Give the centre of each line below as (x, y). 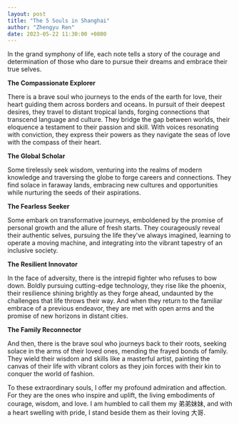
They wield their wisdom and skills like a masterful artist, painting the (109, 359)
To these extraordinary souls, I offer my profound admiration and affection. (117, 388)
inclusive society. (33, 251)
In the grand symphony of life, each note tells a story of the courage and (114, 54)
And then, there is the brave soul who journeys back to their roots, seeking (117, 343)
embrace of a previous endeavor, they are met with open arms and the (111, 309)
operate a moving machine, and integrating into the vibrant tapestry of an (115, 243)
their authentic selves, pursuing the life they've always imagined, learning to (119, 235)
